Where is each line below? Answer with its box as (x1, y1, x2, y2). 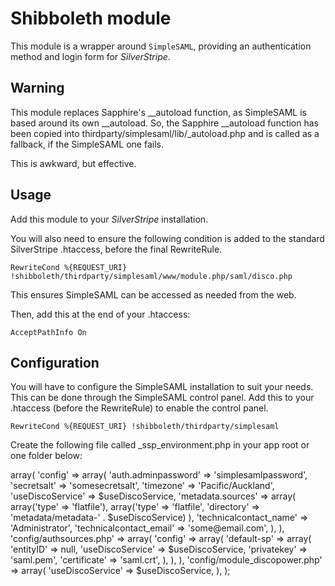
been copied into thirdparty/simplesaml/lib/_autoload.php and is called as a (10, 127, 320, 139)
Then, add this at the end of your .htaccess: (10, 308, 191, 320)
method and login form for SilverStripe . (10, 50, 171, 62)
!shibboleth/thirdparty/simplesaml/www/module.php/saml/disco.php (10, 271, 293, 281)
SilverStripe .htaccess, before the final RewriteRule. (10, 243, 223, 255)
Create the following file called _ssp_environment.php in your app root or (10, 439, 310, 451)
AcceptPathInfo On (10, 327, 87, 337)
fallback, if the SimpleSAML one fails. (10, 138, 164, 150)
